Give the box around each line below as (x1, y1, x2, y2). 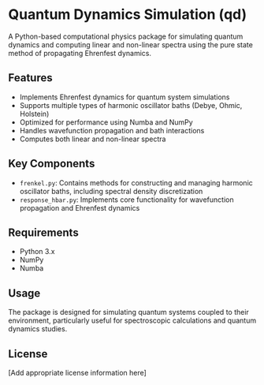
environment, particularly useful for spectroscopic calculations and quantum (8, 316, 257, 325)
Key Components (8, 157, 95, 170)
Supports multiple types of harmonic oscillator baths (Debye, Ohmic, (19, 100, 243, 110)
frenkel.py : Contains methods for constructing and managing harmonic (19, 178, 254, 187)
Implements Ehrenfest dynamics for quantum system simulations (19, 92, 230, 102)
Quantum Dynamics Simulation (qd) (8, 6, 247, 24)
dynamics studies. (8, 324, 68, 334)
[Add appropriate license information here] (8, 368, 147, 377)
